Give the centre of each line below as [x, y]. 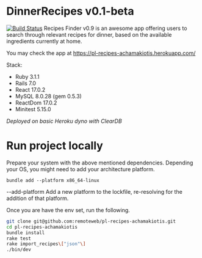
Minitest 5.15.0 [33, 109]
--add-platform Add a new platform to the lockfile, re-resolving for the [95, 191]
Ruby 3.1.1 [27, 76]
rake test [19, 238]
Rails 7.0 [26, 83]
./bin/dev [19, 250]
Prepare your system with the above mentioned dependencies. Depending [100, 163]
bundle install [26, 233]
